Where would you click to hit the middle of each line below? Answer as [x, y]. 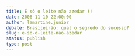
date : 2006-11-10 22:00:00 [39, 17]
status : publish [26, 38]
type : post [19, 44]
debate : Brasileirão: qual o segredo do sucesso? [68, 28]
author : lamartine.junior [37, 22]
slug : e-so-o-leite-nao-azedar [44, 33]
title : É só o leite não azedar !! [49, 11]
